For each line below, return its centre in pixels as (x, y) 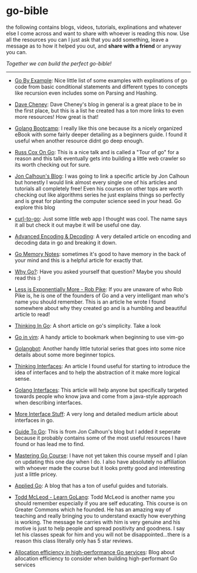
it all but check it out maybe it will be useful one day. (78, 225)
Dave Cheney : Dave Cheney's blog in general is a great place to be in (98, 104)
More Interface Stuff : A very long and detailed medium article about (96, 414)
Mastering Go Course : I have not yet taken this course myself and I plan (101, 455)
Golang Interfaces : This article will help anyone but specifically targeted (101, 390)
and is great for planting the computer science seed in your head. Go (98, 201)
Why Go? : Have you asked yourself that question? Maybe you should (98, 271)
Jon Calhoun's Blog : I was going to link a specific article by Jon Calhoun (102, 176)
